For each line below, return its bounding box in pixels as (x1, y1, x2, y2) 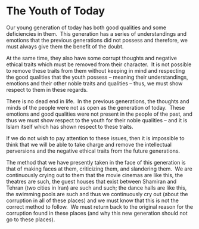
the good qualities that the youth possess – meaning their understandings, (6, 73, 189, 81)
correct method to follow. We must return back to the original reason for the (6, 203, 194, 210)
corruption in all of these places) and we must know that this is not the (6, 197, 179, 204)
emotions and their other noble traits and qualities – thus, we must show (6, 79, 183, 87)
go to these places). (6, 216, 55, 223)
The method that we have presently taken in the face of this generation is (6, 159, 186, 166)
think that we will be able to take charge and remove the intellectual (6, 141, 172, 148)
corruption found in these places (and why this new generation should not (6, 209, 188, 216)
